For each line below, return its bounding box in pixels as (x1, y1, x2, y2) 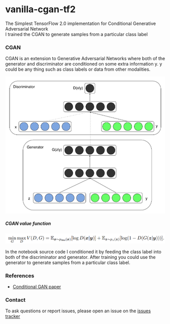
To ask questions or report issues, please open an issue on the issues (5, 308, 151, 314)
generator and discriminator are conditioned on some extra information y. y (5, 61, 162, 67)
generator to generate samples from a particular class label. (5, 259, 130, 266)
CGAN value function (5, 220, 51, 227)
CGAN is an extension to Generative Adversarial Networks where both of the (5, 55, 165, 62)
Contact (5, 297, 26, 303)
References (5, 272, 35, 279)
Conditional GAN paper (12, 284, 61, 290)
